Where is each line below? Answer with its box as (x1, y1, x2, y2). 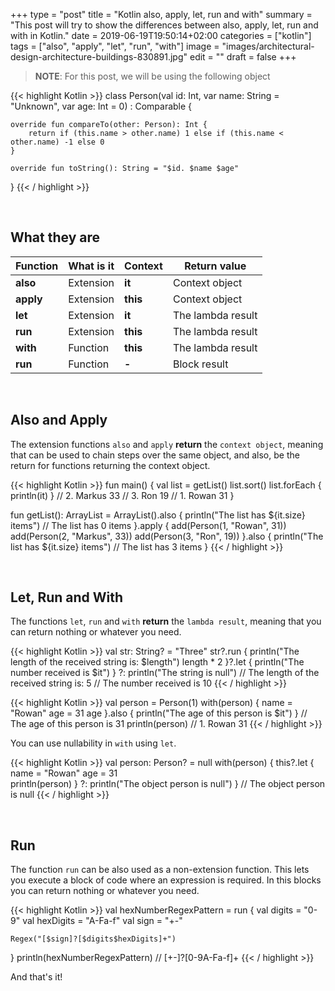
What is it (68, 259, 115, 273)
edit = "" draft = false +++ (189, 51, 297, 63)
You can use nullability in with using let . (10, 737, 177, 749)
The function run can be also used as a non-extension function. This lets (10, 864, 310, 876)
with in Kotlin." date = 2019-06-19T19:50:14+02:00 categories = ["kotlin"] (10, 30, 312, 41)
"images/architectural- (221, 40, 315, 52)
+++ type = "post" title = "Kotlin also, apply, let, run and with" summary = (10, 9, 313, 20)
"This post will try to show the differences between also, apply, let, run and (10, 19, 319, 31)
